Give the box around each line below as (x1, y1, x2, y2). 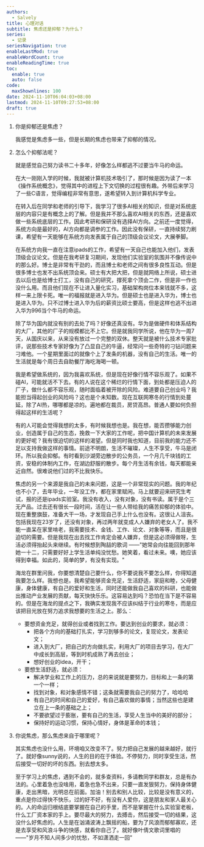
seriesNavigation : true (6, 43, 67, 49)
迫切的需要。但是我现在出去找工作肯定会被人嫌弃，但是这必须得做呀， (15, 533, 192, 540)
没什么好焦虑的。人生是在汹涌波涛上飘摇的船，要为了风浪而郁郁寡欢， (15, 818, 192, 826)
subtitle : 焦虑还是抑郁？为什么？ (6, 26, 84, 32)
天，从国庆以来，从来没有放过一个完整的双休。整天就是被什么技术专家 (15, 335, 192, 342)
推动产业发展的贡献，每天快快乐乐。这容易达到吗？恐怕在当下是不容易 (20, 591, 197, 599)
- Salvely (12, 15, 37, 21)
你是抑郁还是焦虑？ (15, 122, 64, 130)
